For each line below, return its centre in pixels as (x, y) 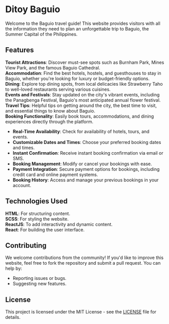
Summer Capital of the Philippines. (41, 34)
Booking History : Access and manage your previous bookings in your (86, 180)
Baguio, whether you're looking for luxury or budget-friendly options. (77, 78)
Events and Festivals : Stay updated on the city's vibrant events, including (82, 94)
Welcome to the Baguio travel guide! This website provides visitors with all (83, 23)
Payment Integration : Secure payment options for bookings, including (86, 169)
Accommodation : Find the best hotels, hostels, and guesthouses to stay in (83, 73)
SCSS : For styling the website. (37, 219)
